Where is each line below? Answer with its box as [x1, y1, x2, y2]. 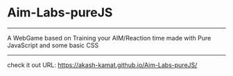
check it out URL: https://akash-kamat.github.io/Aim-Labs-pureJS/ [7, 60, 198, 69]
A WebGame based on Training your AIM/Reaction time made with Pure [7, 34, 212, 42]
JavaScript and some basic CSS [7, 41, 99, 49]
